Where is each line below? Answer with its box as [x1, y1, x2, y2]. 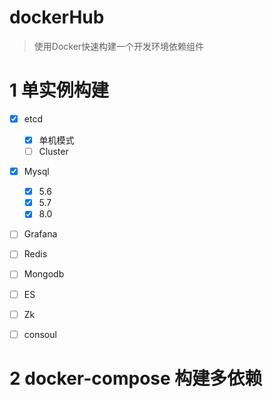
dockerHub [9, 6, 105, 29]
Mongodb [23, 268, 65, 280]
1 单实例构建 [9, 79, 109, 102]
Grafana [23, 228, 58, 240]
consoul [23, 328, 57, 340]
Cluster [38, 146, 69, 157]
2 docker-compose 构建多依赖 [9, 367, 263, 390]
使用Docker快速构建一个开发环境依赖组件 [33, 40, 205, 52]
